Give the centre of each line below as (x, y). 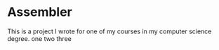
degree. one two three (39, 38)
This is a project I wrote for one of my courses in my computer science (109, 31)
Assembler (40, 12)
